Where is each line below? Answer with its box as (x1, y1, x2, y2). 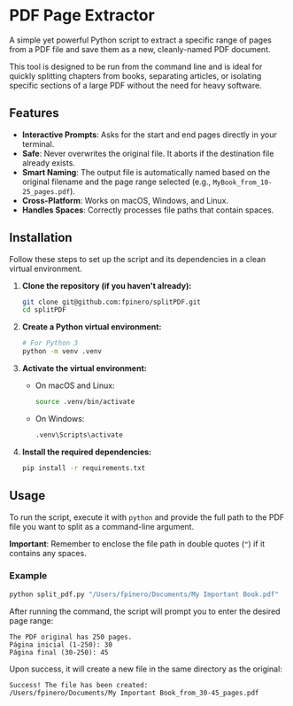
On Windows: (35, 413, 85, 423)
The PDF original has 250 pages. (9, 632, 133, 641)
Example (9, 570, 48, 582)
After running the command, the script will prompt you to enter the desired (9, 606, 281, 617)
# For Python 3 (21, 338, 79, 348)
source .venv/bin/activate (35, 398, 135, 407)
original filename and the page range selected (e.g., (21, 176, 212, 187)
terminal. (21, 138, 55, 149)
